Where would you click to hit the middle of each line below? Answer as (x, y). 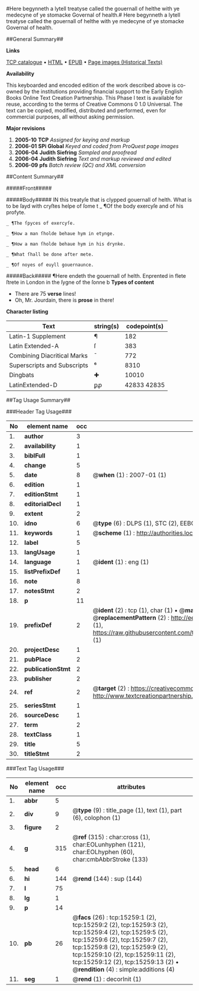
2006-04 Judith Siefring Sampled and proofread (76, 152)
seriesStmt (40, 705)
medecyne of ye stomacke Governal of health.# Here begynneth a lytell (93, 15)
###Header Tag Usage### (39, 412)
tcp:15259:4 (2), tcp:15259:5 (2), (120, 932)
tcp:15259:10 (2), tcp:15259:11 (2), (124, 954)
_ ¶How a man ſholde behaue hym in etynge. (61, 234)
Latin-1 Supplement (38, 336)
